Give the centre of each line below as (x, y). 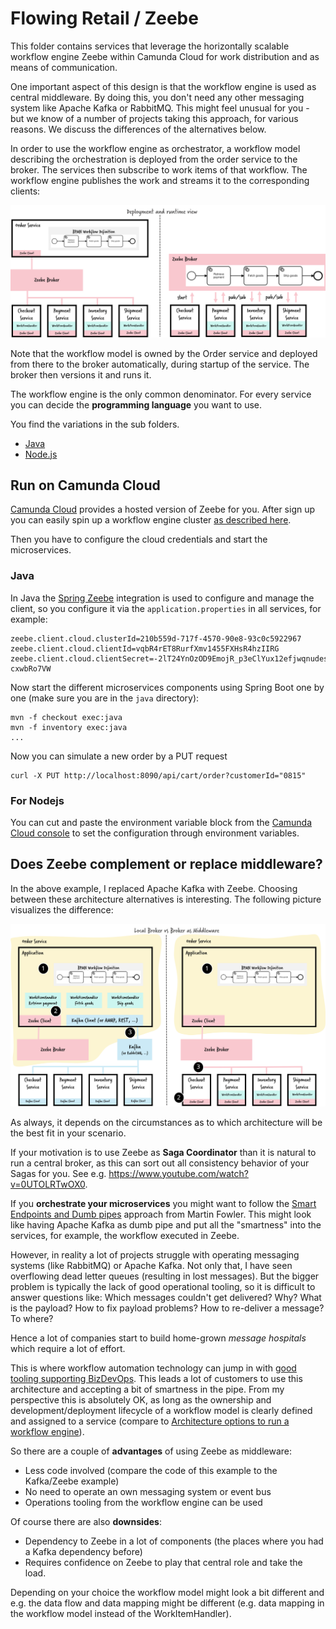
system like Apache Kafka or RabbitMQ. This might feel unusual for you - (160, 108)
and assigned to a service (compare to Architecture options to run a (150, 1421)
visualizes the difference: (62, 909)
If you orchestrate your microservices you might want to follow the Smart (163, 1203)
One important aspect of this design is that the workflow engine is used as (163, 86)
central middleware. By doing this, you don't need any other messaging (157, 97)
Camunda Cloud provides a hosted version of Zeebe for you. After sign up (163, 509)
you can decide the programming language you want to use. (136, 404)
